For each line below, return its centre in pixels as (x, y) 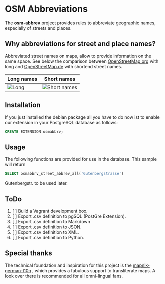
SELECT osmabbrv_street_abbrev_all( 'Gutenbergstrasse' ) (64, 174)
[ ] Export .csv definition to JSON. (47, 227)
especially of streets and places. (38, 28)
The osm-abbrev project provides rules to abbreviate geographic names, (80, 23)
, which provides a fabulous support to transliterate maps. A (94, 270)
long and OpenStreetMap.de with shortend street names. (64, 66)
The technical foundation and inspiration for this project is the (69, 265)
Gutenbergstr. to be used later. (37, 183)
